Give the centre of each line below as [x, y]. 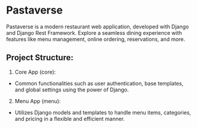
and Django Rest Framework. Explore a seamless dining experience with [94, 32]
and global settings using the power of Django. [72, 90]
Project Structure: [40, 58]
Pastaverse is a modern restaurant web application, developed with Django [98, 27]
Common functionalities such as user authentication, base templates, [99, 83]
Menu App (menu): [38, 101]
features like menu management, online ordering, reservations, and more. [96, 39]
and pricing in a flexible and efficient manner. [70, 119]
